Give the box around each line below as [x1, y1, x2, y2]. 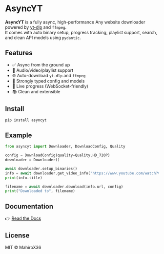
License [5, 232, 30, 240]
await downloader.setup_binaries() [5, 166, 78, 171]
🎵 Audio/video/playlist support [12, 67, 74, 73]
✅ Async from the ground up [12, 62, 70, 67]
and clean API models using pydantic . [5, 35, 81, 41]
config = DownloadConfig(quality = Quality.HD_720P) [5, 153, 110, 158]
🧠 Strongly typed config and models [12, 78, 85, 84]
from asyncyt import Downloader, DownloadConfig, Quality [5, 144, 125, 149]
